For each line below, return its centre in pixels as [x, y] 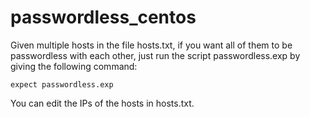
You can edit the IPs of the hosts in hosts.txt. [102, 103]
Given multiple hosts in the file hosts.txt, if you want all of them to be [151, 45]
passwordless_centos [103, 17]
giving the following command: [74, 66]
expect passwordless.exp [62, 84]
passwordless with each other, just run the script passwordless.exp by [155, 55]
